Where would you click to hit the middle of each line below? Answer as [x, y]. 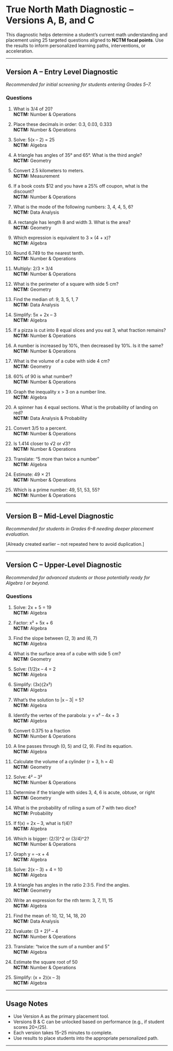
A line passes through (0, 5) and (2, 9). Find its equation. [73, 746]
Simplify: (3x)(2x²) [33, 684]
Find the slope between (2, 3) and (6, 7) [55, 638]
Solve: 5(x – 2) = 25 [34, 140]
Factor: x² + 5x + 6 [33, 622]
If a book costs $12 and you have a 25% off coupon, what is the [81, 186]
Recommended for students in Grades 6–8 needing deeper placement [80, 528]
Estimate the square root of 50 [45, 962]
